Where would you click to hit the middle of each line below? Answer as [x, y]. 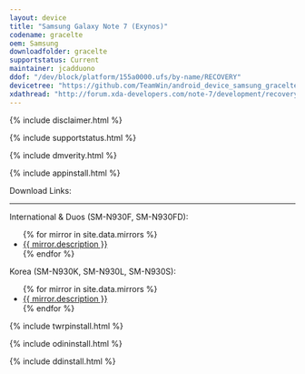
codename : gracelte [46, 35]
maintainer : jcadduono [52, 69]
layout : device [38, 18]
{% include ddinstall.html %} [63, 361]
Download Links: [40, 190]
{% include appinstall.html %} [65, 173]
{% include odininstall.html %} [66, 343]
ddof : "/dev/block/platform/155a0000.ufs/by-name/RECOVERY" [126, 77]
